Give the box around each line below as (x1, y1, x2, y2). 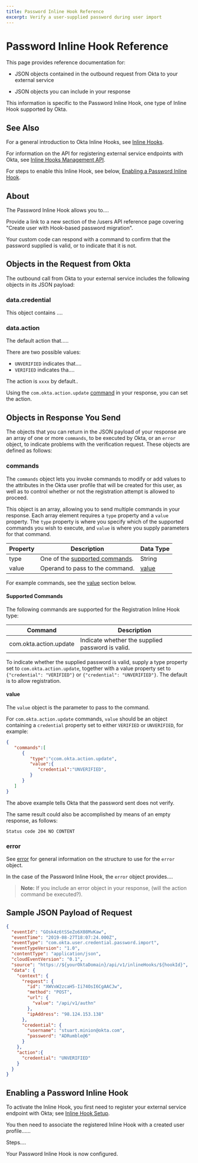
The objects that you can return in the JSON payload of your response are (6, 428, 186, 435)
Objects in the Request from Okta (6, 259, 131, 269)
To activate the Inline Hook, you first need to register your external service (6, 1103, 187, 1111)
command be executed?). (20, 891, 83, 898)
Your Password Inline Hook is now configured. (6, 1151, 118, 1158)
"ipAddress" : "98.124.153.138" (27, 1011, 104, 1017)
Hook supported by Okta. (6, 106, 68, 113)
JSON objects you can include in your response (14, 88, 131, 95)
